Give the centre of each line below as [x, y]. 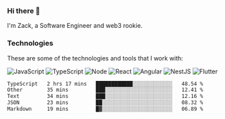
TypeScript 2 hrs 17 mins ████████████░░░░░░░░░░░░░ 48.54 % [105, 84]
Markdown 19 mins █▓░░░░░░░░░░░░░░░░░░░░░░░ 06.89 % [105, 109]
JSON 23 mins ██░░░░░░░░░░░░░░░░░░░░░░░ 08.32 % [105, 103]
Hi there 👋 [24, 11]
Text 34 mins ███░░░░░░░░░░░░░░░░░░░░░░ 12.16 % [105, 97]
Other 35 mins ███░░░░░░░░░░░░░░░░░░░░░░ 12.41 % [105, 90]
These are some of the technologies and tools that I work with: [95, 58]
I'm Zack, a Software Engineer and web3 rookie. [75, 26]
